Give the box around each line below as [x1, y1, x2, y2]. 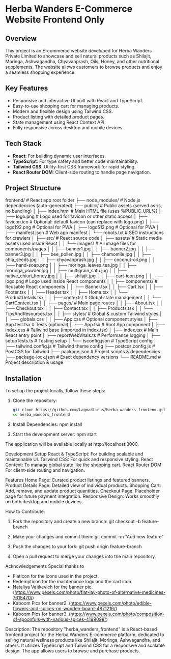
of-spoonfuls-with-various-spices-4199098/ [12, 616, 106, 622]
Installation [5, 374, 42, 383]
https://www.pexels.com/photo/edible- [70, 600, 152, 606]
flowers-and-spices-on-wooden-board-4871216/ [12, 606, 116, 611]
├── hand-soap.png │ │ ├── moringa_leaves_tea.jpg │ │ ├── [5, 262, 137, 268]
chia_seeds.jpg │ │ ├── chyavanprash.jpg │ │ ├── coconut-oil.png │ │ [5, 256, 156, 263]
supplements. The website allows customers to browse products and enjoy [5, 64, 163, 70]
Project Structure [5, 184, 61, 192]
